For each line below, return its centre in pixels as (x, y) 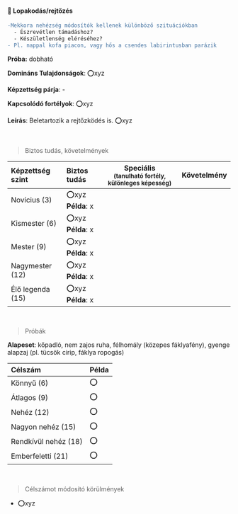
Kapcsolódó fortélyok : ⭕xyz (50, 103)
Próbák (35, 331)
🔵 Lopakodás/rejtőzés (40, 11)
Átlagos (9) (29, 398)
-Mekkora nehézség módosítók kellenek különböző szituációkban (103, 25)
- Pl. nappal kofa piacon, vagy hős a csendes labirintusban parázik (112, 45)
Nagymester (32, 266)
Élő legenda (30, 290)
